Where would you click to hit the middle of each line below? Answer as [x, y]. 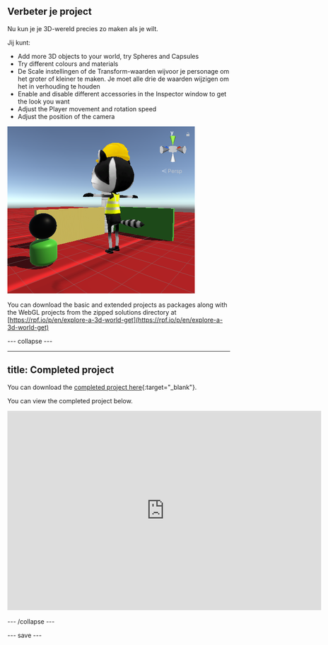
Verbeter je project [49, 12]
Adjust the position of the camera [66, 116]
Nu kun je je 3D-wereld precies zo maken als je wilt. [83, 28]
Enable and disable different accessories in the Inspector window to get [122, 94]
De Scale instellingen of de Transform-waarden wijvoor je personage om [123, 71]
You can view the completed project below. [70, 400]
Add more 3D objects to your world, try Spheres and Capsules [108, 56]
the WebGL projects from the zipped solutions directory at [92, 312]
